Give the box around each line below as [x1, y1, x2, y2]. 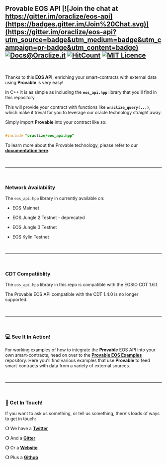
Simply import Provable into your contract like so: [5, 119, 107, 125]
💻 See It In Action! [5, 333, 51, 340]
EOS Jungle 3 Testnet [12, 224, 57, 230]
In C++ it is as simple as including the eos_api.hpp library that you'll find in [5, 89, 157, 95]
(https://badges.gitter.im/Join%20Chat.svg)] [5, 20, 149, 28]
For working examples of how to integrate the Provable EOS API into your [5, 347, 156, 353]
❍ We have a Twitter [5, 425, 48, 431]
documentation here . [5, 147, 50, 153]
